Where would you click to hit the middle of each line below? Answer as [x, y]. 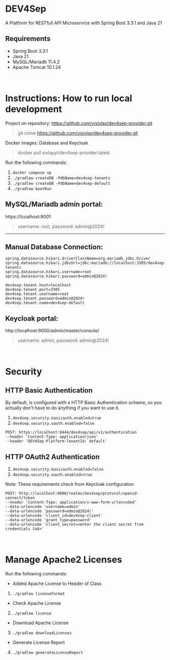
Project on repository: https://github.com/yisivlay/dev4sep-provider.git [79, 123]
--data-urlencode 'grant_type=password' [49, 520]
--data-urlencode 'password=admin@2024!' [50, 511]
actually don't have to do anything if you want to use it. [62, 408]
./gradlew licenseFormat [39, 594]
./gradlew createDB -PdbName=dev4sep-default [61, 183]
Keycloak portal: [32, 318]
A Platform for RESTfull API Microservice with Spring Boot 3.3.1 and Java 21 [84, 23]
